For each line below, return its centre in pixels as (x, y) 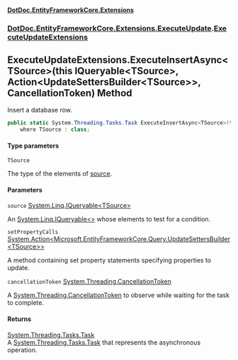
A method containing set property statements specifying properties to (109, 260)
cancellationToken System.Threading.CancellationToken (90, 281)
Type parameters (33, 146)
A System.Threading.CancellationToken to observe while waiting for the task (119, 295)
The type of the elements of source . (60, 174)
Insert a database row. (40, 110)
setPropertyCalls (33, 232)
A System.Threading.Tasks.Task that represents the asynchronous (104, 342)
